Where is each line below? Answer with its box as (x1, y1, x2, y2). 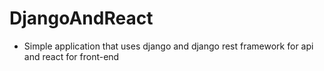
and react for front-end (23, 50, 120, 62)
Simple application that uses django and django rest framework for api (23, 40, 314, 52)
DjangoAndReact (9, 7, 154, 30)
